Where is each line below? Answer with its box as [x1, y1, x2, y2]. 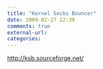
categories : [7, 36, 41, 42]
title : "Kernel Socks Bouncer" [7, 10, 97, 17]
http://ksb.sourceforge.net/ [7, 54, 84, 62]
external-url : [7, 29, 48, 36]
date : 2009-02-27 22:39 [7, 16, 76, 23]
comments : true [7, 23, 51, 29]
